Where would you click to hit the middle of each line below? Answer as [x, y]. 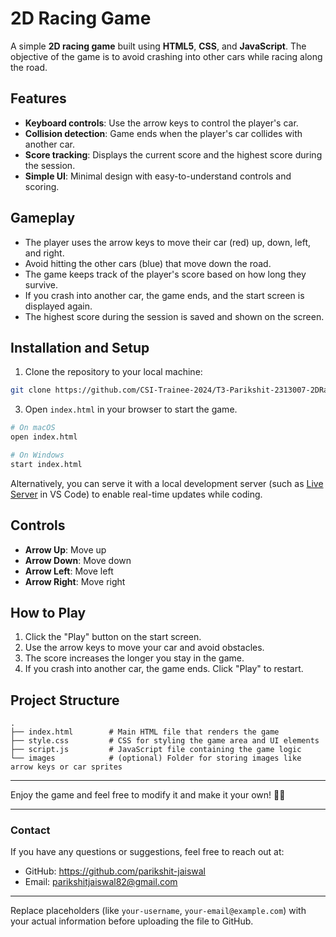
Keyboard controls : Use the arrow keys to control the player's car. [161, 123]
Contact [30, 830]
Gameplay [43, 218]
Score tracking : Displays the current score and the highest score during [173, 154]
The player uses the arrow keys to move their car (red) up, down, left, [167, 242]
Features [38, 98]
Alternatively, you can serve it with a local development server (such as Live [167, 483]
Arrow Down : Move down [78, 560]
